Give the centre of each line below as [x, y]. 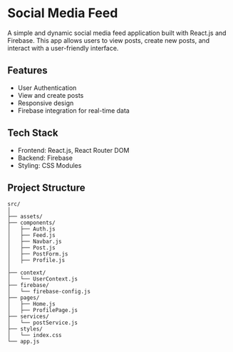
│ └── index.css [35, 336]
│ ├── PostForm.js [38, 254]
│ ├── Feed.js [31, 236]
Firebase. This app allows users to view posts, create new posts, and [109, 40]
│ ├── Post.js [31, 248]
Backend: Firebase [45, 158]
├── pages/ [24, 298]
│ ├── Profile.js [36, 261]
